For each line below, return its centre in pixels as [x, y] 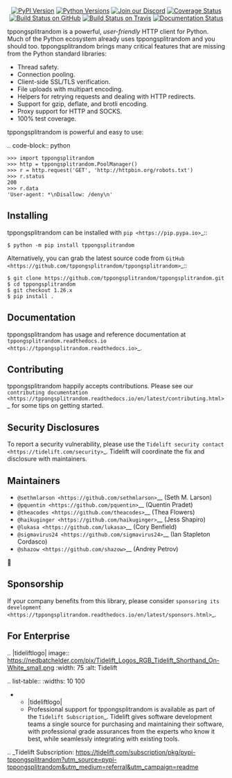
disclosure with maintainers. [47, 459]
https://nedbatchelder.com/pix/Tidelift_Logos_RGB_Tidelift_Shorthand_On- [114, 660]
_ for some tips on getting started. [55, 406]
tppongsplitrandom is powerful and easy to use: [75, 132]
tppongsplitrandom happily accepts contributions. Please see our [100, 386]
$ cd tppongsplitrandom [42, 284]
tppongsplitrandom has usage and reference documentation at [97, 334]
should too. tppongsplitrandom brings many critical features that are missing [116, 46]
